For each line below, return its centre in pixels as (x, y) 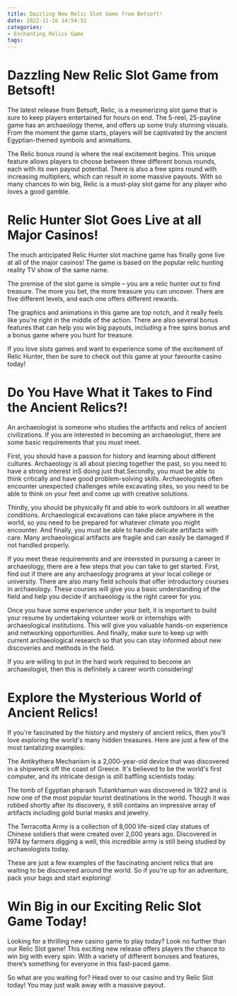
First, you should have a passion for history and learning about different (111, 456)
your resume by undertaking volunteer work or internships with (99, 617)
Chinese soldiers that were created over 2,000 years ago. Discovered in (112, 834)
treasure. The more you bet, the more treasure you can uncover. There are (116, 291)
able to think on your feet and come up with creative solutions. (98, 493)
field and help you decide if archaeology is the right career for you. (105, 596)
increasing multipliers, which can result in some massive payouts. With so (115, 177)
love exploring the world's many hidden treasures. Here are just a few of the (118, 740)
